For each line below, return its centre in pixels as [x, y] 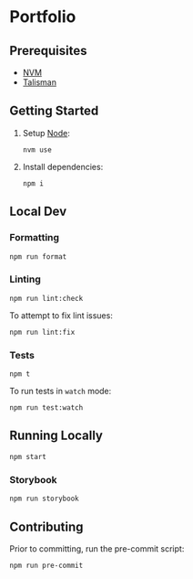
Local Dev [38, 212]
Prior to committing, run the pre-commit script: [97, 549]
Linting [25, 279]
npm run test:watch [46, 408]
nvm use [37, 150]
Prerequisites [48, 51]
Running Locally [56, 436]
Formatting [35, 238]
